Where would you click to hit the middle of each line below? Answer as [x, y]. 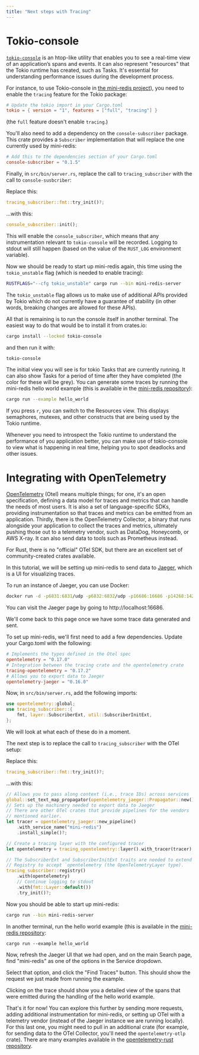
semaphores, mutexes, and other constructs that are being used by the [93, 417]
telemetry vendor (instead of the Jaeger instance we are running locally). [95, 1021]
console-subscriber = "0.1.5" [44, 163]
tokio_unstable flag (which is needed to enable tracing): [75, 272]
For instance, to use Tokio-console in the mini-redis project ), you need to [95, 88]
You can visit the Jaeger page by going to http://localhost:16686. [85, 608]
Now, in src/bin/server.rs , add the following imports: [72, 693]
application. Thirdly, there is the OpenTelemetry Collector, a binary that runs [99, 519]
